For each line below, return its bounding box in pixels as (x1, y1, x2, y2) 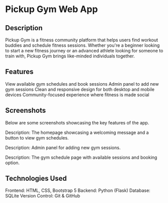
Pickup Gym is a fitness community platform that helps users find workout (5, 37, 158, 43)
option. (5, 160, 20, 166)
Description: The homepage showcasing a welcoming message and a (5, 129, 149, 136)
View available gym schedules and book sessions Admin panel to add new (5, 81, 159, 87)
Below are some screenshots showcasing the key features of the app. (5, 119, 149, 125)
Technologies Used (5, 174, 67, 183)
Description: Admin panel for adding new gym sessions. (5, 145, 121, 151)
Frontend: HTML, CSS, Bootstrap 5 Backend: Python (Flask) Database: (5, 187, 150, 193)
